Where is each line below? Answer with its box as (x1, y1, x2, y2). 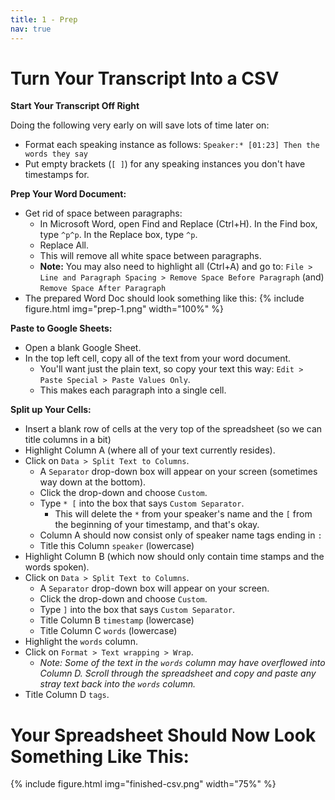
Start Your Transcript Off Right (10, 100, 140, 112)
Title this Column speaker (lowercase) (39, 540, 195, 552)
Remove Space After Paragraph (39, 284, 167, 294)
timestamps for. (24, 169, 90, 181)
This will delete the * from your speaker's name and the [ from (54, 508, 313, 520)
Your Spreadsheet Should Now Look (10, 724, 317, 746)
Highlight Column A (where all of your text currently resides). (24, 444, 276, 456)
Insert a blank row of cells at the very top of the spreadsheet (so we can (24, 423, 323, 435)
